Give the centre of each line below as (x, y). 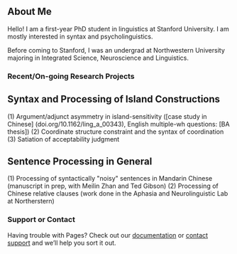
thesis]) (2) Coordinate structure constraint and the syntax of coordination (116, 132)
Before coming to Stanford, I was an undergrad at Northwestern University (116, 50)
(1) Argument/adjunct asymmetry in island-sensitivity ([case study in (107, 116)
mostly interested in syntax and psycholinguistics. (81, 36)
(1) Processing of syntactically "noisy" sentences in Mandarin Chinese (110, 179)
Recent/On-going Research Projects (71, 76)
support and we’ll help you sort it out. (62, 243)
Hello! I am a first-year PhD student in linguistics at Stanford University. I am (118, 28)
